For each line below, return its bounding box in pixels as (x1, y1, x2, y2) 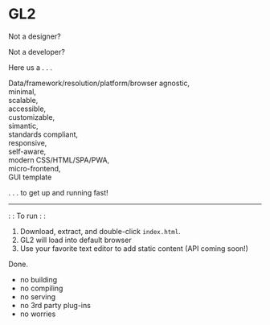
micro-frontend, (8, 163, 61, 173)
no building (19, 274, 58, 284)
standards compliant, (8, 130, 79, 139)
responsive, (8, 138, 47, 147)
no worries (19, 309, 56, 319)
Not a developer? (8, 47, 66, 56)
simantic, (8, 121, 39, 130)
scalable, (8, 95, 39, 105)
